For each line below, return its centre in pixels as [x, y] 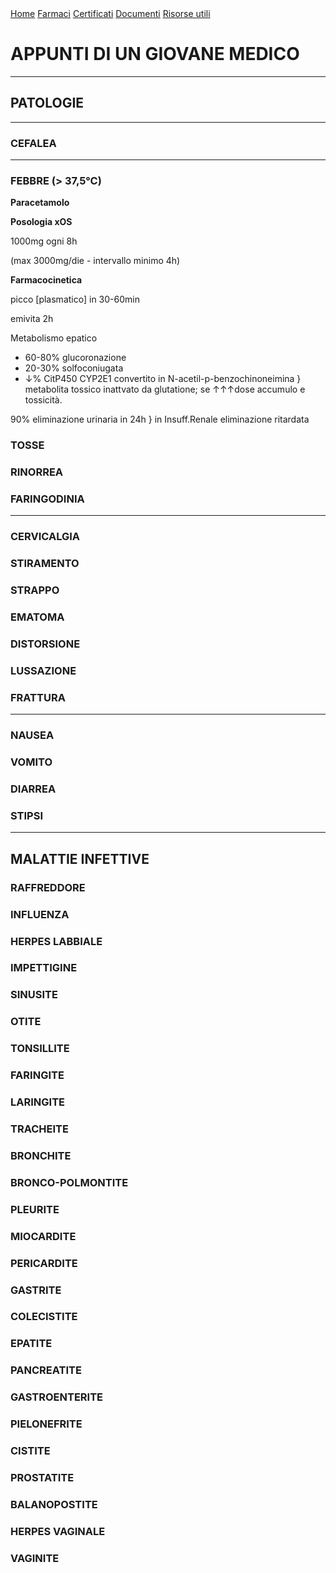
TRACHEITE [39, 1129]
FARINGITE [37, 1075]
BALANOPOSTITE [54, 1504]
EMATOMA [37, 617]
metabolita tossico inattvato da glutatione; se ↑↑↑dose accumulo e [165, 389]
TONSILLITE [40, 1049]
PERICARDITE [44, 1263]
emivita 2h [32, 319]
